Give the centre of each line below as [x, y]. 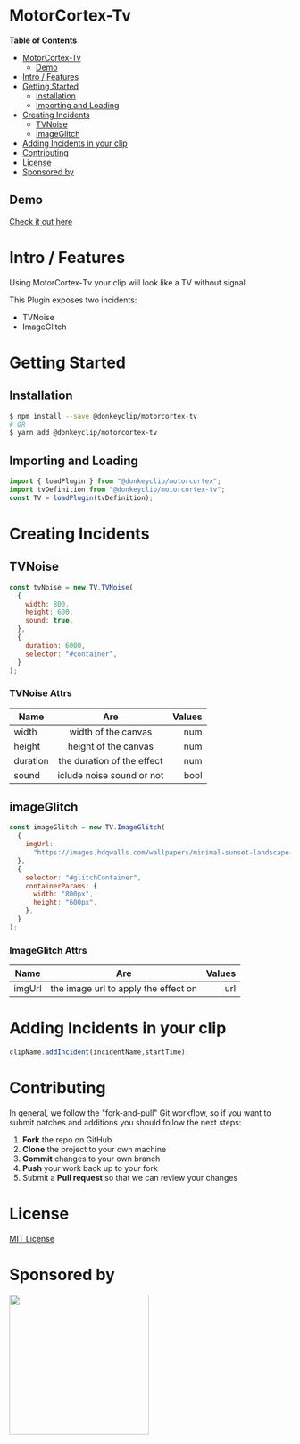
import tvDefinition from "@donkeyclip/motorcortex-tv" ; [117, 489]
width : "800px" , [63, 894]
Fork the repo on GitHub [67, 1139]
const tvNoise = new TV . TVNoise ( [71, 587]
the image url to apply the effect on [124, 989]
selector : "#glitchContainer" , [83, 878]
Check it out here [41, 221]
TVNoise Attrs [41, 693]
